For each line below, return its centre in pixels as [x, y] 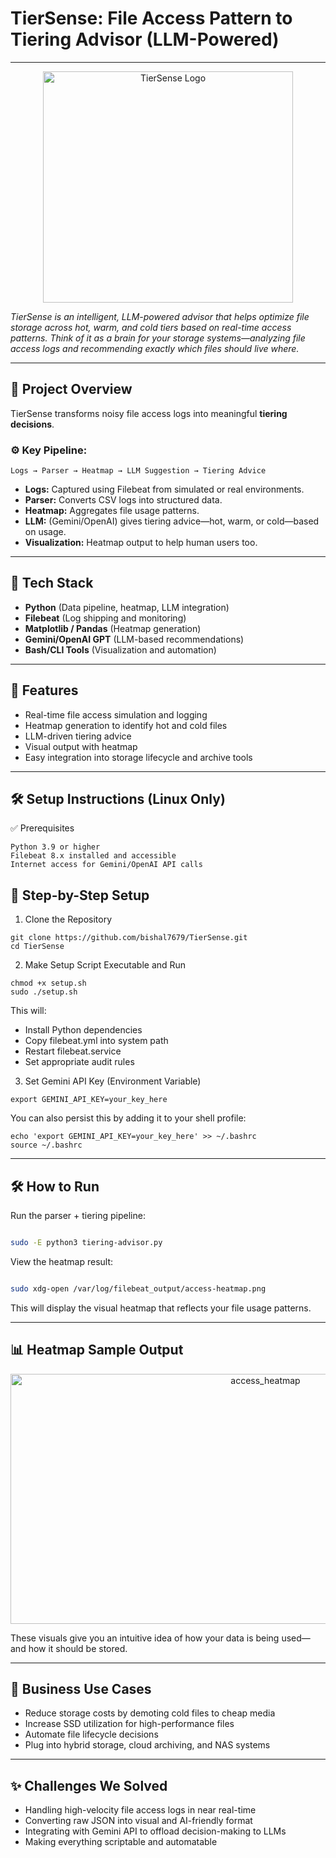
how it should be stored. [78, 1648]
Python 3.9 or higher [55, 847]
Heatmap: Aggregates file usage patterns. [112, 511]
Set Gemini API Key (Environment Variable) [113, 1081]
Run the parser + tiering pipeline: [78, 1216]
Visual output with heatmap [81, 746]
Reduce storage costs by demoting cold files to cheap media [150, 1713]
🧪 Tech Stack [52, 583]
